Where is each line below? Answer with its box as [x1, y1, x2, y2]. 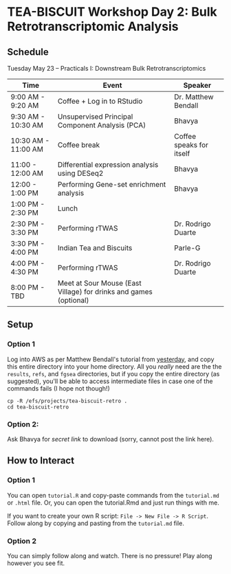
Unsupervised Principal [57, 112, 133, 121]
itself [174, 149, 190, 158]
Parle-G [174, 243, 201, 253]
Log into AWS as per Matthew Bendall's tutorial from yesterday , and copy [7, 355, 214, 363]
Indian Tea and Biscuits [57, 243, 133, 253]
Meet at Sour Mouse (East [57, 279, 142, 288]
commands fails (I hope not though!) [7, 384, 110, 392]
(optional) [57, 296, 89, 305]
